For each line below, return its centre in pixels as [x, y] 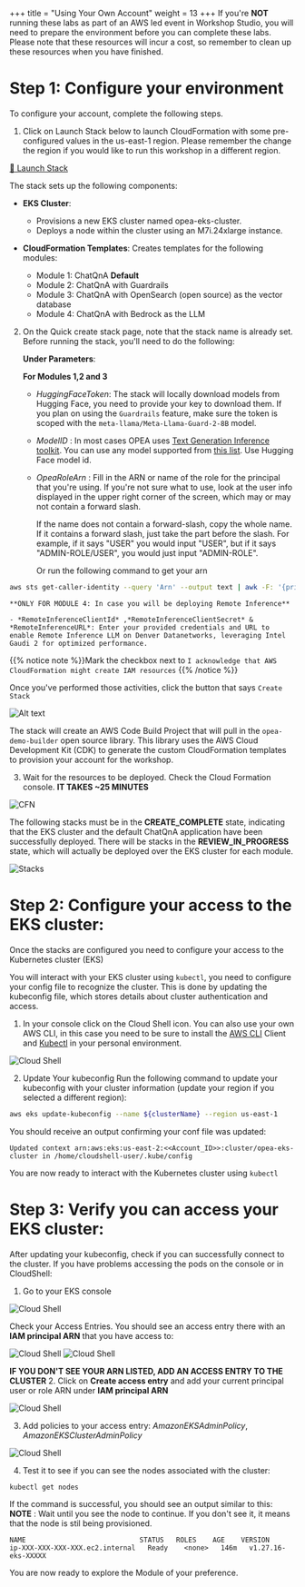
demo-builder [34, 741]
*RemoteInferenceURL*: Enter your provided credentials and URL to [140, 627]
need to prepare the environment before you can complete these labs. [141, 32]
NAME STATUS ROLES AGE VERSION [140, 1540]
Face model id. [64, 460]
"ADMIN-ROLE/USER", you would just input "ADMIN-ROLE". [147, 552]
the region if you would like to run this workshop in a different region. [152, 150]
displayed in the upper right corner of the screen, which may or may [163, 496]
